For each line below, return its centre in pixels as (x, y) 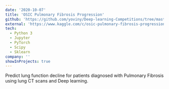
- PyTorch (20, 43)
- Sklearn (20, 52)
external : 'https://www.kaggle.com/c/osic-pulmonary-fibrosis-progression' (86, 24)
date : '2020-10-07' (26, 10)
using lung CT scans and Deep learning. (47, 81)
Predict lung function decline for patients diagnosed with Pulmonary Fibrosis (84, 75)
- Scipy (18, 47)
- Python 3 (21, 33)
